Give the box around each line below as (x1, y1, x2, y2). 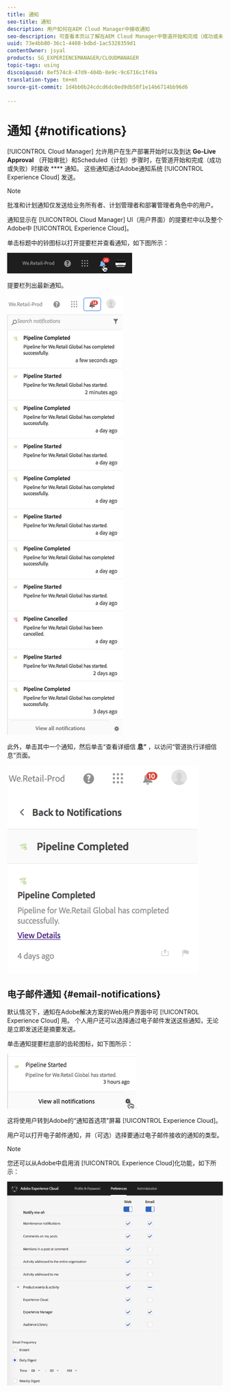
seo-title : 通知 (7, 18, 51, 25)
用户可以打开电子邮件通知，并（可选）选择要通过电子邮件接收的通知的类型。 (7, 1131, 223, 1139)
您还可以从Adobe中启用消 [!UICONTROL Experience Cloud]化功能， (7, 1159, 199, 1167)
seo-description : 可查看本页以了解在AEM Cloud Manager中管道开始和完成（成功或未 (7, 33, 224, 40)
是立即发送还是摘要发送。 (7, 1025, 79, 1033)
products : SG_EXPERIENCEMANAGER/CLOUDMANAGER (7, 55, 139, 62)
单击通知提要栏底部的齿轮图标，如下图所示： (7, 1040, 133, 1047)
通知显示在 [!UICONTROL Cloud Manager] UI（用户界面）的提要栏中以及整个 (7, 216, 224, 224)
